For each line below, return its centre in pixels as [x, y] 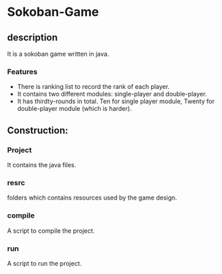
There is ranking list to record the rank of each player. [93, 87]
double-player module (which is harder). [74, 109]
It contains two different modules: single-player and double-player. [112, 94]
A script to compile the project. [51, 231]
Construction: [38, 130]
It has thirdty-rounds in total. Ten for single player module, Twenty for [116, 101]
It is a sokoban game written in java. [58, 54]
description [32, 38]
